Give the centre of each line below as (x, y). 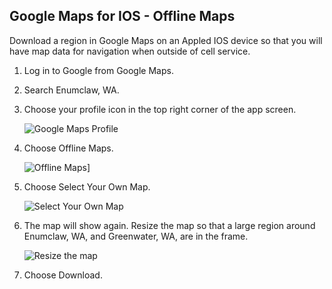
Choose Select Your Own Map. (87, 186)
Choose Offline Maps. (68, 148)
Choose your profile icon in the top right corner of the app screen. (160, 109)
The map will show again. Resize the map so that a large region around (169, 225)
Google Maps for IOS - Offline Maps (122, 16)
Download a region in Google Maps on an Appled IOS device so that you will (166, 40)
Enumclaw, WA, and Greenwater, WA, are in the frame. (136, 236)
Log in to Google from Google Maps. (98, 70)
